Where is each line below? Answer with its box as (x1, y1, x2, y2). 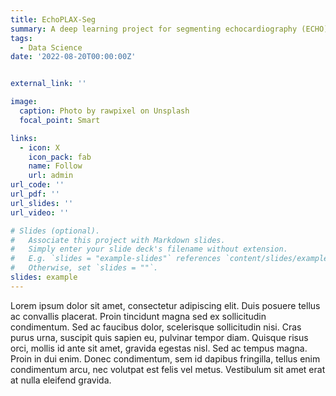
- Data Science (19, 42, 83, 53)
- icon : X (19, 142, 60, 153)
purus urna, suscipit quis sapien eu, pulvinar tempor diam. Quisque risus (10, 331, 309, 343)
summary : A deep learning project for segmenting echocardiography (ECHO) (10, 24, 329, 34)
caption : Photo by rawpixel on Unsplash (19, 106, 190, 116)
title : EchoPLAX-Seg (10, 14, 97, 25)
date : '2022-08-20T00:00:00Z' (10, 52, 137, 62)
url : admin (28, 171, 74, 181)
